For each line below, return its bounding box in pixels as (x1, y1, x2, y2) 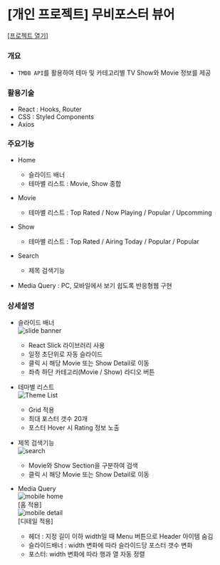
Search (17, 251, 39, 260)
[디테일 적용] (17, 517, 53, 526)
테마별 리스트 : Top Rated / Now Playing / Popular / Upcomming (28, 208, 212, 217)
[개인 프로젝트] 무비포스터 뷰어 (7, 6, 175, 23)
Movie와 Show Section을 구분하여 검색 (28, 461, 139, 470)
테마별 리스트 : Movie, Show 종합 (28, 179, 122, 187)
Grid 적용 (28, 405, 55, 414)
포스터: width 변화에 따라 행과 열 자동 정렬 (28, 550, 145, 559)
